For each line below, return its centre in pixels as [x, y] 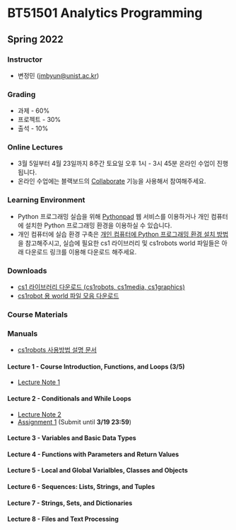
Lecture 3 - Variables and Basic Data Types [72, 438]
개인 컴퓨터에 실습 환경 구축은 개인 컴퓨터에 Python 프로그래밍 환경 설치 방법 [123, 234]
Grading [22, 94]
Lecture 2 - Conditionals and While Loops [70, 399]
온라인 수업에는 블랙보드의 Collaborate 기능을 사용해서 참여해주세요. [112, 181]
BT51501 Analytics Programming [105, 13]
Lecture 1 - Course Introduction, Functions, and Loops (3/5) [96, 366]
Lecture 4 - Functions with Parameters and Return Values [93, 454]
